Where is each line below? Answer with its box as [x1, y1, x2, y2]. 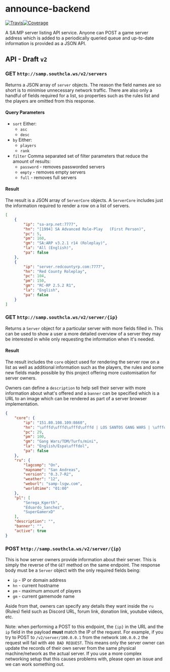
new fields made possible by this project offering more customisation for [5, 370, 157, 376]
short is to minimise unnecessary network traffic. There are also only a [5, 87, 153, 93]
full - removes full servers [20, 174, 77, 180]
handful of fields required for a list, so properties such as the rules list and [5, 92, 159, 99]
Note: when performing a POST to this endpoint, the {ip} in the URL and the [5, 623, 163, 629]
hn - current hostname [12, 582, 59, 589]
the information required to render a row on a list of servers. [5, 203, 130, 209]
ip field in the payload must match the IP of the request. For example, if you [5, 628, 163, 635]
